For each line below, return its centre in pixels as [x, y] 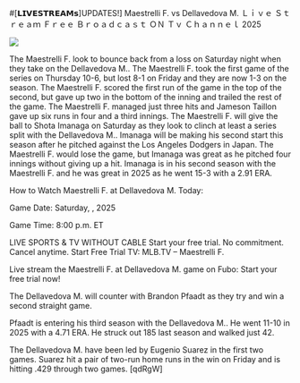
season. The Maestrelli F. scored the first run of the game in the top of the [146, 87]
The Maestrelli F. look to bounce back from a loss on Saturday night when [146, 59]
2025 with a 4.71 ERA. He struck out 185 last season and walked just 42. [142, 332]
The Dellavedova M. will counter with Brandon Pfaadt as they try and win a [147, 296]
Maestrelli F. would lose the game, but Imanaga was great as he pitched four [150, 154]
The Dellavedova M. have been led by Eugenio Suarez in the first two [137, 350]
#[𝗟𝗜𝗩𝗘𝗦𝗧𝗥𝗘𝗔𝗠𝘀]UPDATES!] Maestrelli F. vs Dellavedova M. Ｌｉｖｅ [141, 13]
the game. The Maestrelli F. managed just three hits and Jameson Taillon [143, 106]
